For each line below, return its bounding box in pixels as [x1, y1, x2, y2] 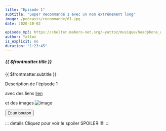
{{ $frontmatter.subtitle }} [5, 71, 57, 77]
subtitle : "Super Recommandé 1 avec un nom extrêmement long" [5, 12, 136, 17]
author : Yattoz [5, 34, 37, 39]
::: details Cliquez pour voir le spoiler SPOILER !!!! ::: [5, 120, 110, 126]
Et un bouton [7, 110, 31, 116]
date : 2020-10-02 [5, 21, 41, 26]
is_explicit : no [5, 39, 39, 44]
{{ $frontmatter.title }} [5, 59, 52, 65]
